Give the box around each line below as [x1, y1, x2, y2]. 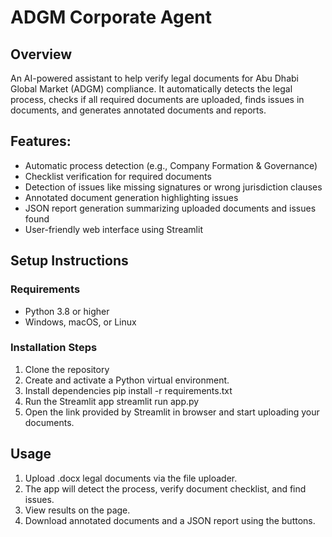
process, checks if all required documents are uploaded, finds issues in [10, 94, 305, 105]
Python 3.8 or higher [24, 305, 110, 317]
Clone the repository [24, 363, 110, 375]
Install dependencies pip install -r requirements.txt [24, 384, 233, 396]
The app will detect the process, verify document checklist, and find [24, 482, 307, 495]
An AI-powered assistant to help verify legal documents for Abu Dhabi [10, 72, 299, 84]
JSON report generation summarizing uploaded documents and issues [24, 202, 317, 214]
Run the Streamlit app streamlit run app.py [24, 395, 200, 407]
